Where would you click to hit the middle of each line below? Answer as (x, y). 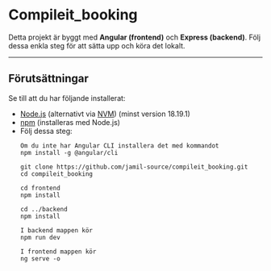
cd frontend (40, 188)
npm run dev (40, 237)
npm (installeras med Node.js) (70, 122)
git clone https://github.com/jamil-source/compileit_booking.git (134, 167)
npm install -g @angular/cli (69, 152)
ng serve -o (40, 258)
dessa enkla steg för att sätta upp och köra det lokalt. (97, 45)
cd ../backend (44, 209)
